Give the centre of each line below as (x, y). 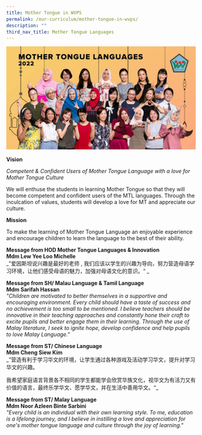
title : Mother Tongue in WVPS (44, 13)
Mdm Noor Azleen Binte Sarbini (46, 406)
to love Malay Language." (38, 334)
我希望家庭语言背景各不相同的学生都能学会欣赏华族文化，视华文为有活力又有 (101, 379)
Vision (14, 159)
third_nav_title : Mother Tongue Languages (60, 32)
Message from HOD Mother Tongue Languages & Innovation (83, 250)
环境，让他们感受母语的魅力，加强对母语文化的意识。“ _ (80, 271)
